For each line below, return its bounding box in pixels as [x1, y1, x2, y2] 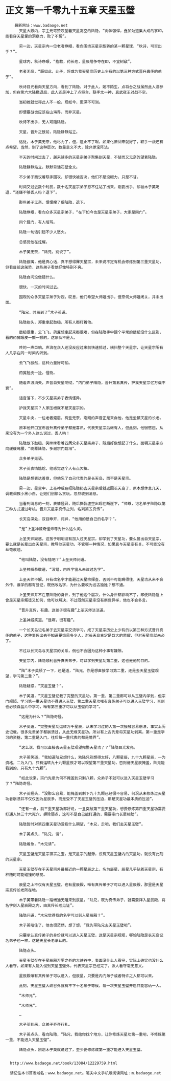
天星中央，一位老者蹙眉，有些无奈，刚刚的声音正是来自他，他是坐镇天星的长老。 [18, 415, 163, 420]
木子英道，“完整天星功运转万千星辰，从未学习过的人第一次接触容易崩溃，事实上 [18, 724, 162, 729]
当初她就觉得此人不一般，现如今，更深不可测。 [18, 99, 103, 105]
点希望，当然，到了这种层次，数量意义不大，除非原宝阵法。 [5, 144, 112, 150]
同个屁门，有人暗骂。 [18, 220, 57, 225]
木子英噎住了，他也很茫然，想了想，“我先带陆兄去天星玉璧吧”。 [18, 922, 134, 928]
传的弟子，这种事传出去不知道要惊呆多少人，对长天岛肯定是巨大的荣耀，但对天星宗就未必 [5, 633, 165, 638]
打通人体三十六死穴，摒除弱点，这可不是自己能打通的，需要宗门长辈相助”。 [5, 812, 141, 817]
